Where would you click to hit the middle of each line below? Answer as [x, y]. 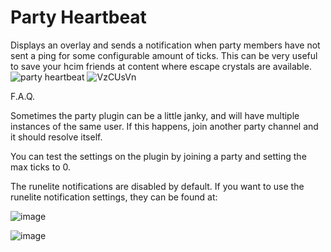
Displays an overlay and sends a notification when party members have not [165, 45]
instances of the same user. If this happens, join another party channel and [164, 126]
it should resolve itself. [56, 137]
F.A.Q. [23, 96]
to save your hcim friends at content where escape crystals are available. [161, 66]
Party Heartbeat [78, 17]
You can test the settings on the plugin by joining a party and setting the [158, 156]
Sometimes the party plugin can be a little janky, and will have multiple [155, 115]
